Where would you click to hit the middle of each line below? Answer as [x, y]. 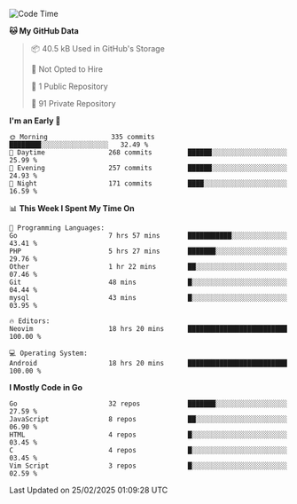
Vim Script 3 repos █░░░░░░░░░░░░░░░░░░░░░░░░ [148, 466]
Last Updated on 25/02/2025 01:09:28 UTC [89, 490]
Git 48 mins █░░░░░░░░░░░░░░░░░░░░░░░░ [148, 282]
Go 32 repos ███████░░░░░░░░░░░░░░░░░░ [148, 404]
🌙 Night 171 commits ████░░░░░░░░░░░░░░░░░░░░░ [148, 184]
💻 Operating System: [49, 353]
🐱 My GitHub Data [44, 31]
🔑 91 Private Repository [74, 103]
